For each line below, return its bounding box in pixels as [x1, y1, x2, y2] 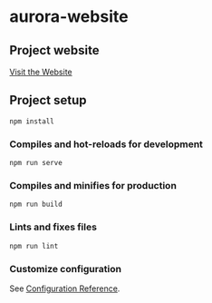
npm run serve [9, 159, 63, 168]
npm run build [9, 200, 63, 210]
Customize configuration [9, 262, 122, 275]
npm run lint [9, 241, 59, 250]
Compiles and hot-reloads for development [9, 138, 204, 151]
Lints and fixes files [9, 220, 98, 233]
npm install [9, 116, 54, 126]
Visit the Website [9, 66, 72, 77]
